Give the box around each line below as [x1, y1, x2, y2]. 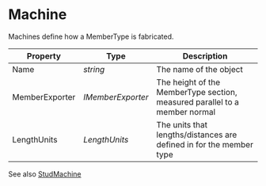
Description [182, 50, 228, 61]
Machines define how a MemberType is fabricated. [8, 32, 174, 41]
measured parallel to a [156, 97, 240, 108]
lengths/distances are [156, 129, 237, 140]
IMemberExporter [82, 91, 149, 102]
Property [26, 50, 62, 61]
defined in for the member [156, 139, 253, 150]
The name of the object [156, 63, 243, 74]
